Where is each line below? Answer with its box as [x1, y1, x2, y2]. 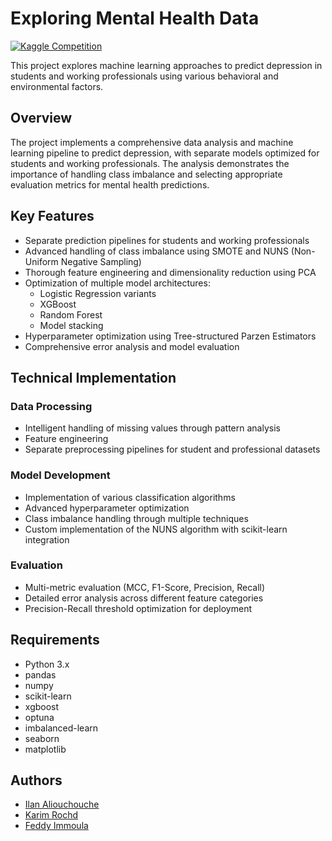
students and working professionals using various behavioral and [10, 70, 279, 82]
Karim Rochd [24, 809, 79, 821]
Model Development [10, 468, 111, 482]
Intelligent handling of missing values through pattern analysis [24, 422, 281, 434]
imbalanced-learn [24, 722, 99, 734]
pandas [24, 668, 57, 681]
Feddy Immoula [24, 820, 89, 832]
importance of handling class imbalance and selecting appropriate [10, 168, 283, 180]
